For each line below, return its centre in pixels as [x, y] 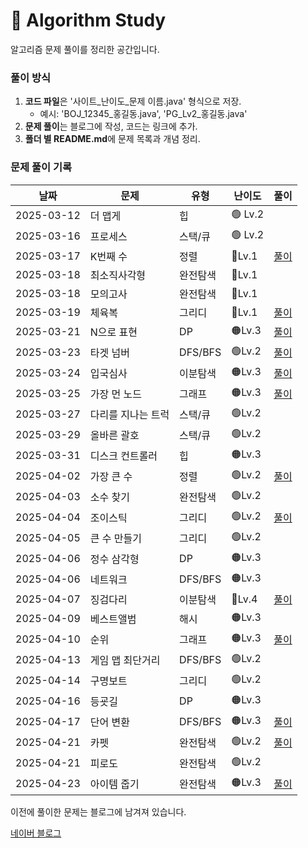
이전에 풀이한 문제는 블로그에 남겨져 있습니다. [98, 811]
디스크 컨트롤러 [123, 456]
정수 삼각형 [114, 559]
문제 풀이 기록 [41, 167]
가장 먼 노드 [115, 394]
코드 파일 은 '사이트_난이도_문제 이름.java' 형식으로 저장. [133, 101]
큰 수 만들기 [115, 539]
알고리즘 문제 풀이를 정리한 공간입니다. [85, 49]
